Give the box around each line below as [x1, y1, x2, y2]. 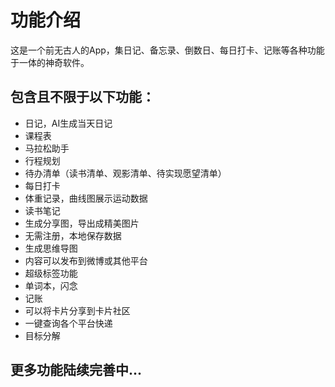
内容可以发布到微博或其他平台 [24, 254, 148, 266]
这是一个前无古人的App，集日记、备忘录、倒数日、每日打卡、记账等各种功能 [10, 44, 325, 56]
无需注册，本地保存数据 [24, 229, 122, 241]
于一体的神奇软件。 [10, 56, 90, 68]
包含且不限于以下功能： [10, 89, 155, 106]
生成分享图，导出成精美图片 [24, 217, 140, 229]
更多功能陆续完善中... [10, 362, 143, 379]
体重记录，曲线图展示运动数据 [24, 192, 148, 204]
